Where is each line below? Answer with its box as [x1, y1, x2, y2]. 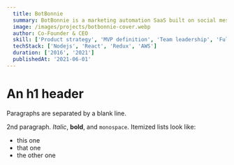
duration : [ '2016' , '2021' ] [13, 50, 95, 57]
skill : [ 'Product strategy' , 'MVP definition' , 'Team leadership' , [13, 36, 214, 43]
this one [16, 136, 41, 144]
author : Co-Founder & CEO [13, 29, 89, 37]
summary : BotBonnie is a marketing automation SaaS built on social [13, 17, 217, 24]
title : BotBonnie [13, 10, 64, 17]
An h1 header [6, 85, 85, 101]
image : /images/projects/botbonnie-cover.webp [13, 23, 151, 30]
